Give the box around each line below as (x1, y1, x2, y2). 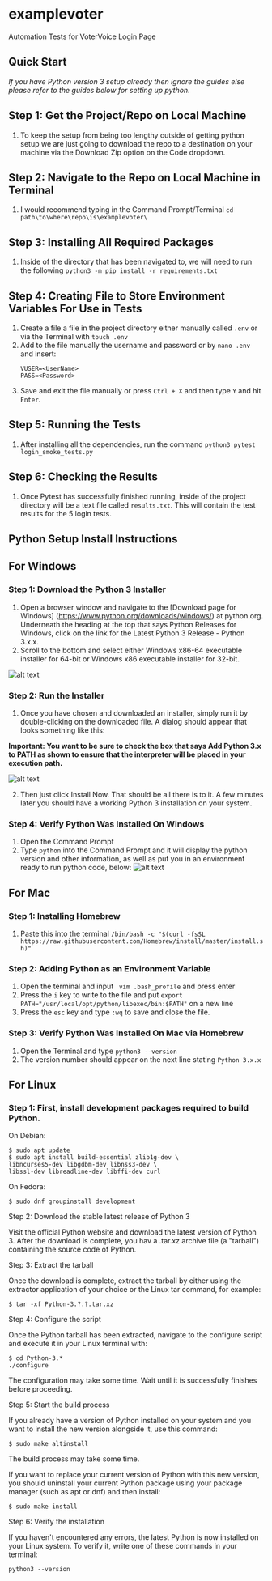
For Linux (8, 1077, 57, 1091)
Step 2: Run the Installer (8, 690, 105, 701)
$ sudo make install (8, 1502, 79, 1511)
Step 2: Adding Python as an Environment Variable (8, 963, 211, 974)
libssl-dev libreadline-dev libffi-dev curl (8, 1167, 161, 1176)
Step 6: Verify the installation (8, 1517, 105, 1527)
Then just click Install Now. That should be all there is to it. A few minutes (19, 790, 264, 799)
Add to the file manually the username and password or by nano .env (19, 341, 251, 350)
